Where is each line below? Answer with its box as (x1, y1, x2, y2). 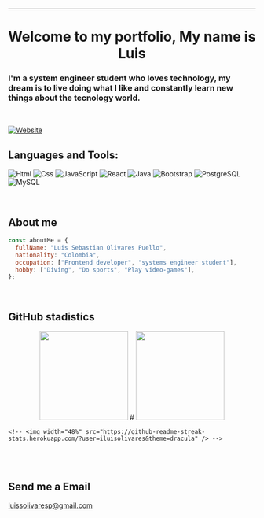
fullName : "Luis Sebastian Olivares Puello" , (15, 243, 167, 252)
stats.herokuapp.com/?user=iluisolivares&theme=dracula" (8, 435, 199, 443)
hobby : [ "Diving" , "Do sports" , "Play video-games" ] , (15, 265, 195, 274)
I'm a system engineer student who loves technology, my (8, 72, 231, 83)
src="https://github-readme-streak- (85, 428, 206, 436)
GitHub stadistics (8, 310, 96, 324)
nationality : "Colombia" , (15, 251, 101, 259)
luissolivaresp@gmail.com (8, 501, 93, 510)
